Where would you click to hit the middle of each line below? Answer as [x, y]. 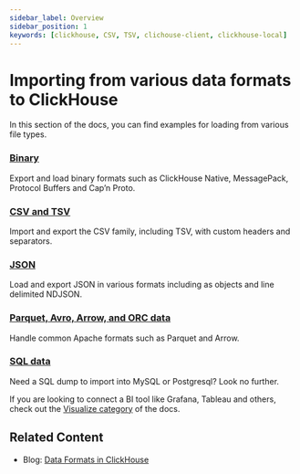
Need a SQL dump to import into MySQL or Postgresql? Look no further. [145, 381]
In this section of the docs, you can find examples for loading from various [149, 125]
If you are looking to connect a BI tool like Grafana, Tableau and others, [143, 399]
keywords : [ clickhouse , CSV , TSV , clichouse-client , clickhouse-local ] [148, 35]
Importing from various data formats [150, 80]
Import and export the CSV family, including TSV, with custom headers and [150, 231]
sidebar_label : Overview [57, 18]
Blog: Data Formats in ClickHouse [86, 459]
